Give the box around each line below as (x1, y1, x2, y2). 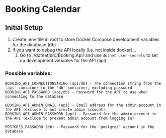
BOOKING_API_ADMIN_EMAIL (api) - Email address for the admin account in (5, 103, 162, 108)
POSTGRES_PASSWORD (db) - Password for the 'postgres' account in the (5, 125, 155, 130)
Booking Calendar (5, 3, 81, 15)
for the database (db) (12, 42, 56, 48)
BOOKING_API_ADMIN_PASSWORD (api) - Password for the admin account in (5, 112, 157, 117)
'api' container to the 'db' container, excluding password (5, 85, 133, 90)
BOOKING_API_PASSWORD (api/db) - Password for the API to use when (5, 90, 148, 95)
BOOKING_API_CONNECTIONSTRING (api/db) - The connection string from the (5, 81, 162, 86)
